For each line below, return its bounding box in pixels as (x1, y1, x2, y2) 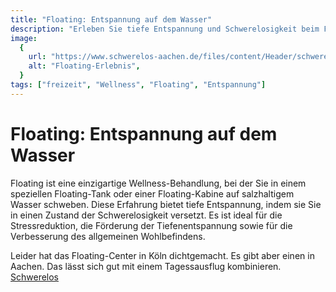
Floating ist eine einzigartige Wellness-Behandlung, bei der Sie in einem (10, 177, 307, 189)
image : (10, 33, 38, 43)
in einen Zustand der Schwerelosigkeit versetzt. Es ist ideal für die (10, 209, 283, 221)
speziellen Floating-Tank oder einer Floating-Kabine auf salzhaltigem (10, 187, 295, 200)
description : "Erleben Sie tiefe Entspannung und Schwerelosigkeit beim (10, 24, 320, 34)
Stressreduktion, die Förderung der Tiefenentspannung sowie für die (10, 219, 293, 231)
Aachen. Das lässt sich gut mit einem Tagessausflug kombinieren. (10, 260, 282, 272)
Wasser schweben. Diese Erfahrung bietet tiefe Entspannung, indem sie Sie (10, 198, 322, 210)
